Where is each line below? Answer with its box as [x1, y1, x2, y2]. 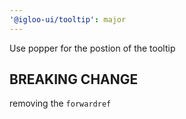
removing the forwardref [9, 97, 112, 110]
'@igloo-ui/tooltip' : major [9, 14, 127, 25]
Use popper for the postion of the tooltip [9, 42, 176, 54]
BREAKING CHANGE [9, 71, 139, 88]
